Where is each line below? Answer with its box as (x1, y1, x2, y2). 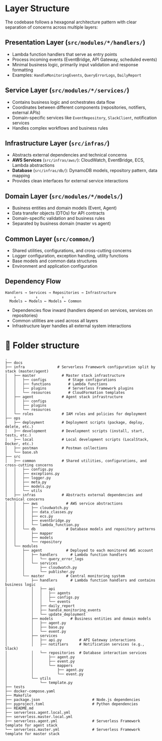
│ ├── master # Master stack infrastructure (5, 373, 125, 378)
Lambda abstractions (12, 162, 55, 168)
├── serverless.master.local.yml (5, 714, 73, 719)
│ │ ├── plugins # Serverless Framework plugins (5, 386, 134, 390)
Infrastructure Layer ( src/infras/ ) (5, 139, 110, 147)
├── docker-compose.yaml (5, 688, 55, 694)
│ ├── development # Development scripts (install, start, (5, 429, 145, 433)
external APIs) (12, 109, 40, 115)
